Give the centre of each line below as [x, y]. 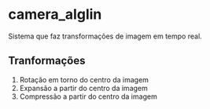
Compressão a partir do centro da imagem [88, 96]
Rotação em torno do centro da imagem [84, 79]
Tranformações [47, 61]
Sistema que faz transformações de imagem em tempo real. [105, 36]
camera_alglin [55, 15]
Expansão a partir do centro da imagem [83, 88]
